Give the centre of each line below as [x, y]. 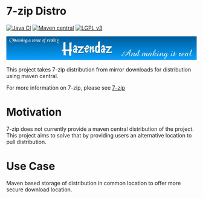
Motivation [34, 112]
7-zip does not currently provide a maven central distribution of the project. [100, 129]
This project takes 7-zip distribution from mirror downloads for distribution [99, 70]
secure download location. [39, 190]
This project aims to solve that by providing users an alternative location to [99, 136]
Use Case [31, 166]
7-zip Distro [36, 11]
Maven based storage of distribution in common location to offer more [94, 183]
